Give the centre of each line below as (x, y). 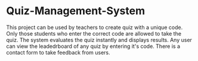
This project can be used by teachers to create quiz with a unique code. (95, 27)
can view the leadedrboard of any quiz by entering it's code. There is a (93, 46)
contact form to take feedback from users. (58, 52)
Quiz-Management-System (75, 11)
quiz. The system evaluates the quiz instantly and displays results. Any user (99, 40)
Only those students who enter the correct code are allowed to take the (94, 33)
